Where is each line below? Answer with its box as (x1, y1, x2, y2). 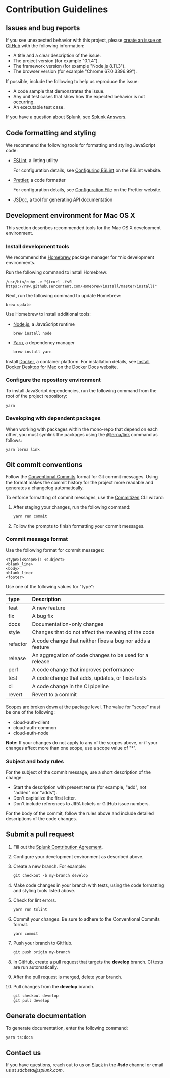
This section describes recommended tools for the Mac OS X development (6, 224, 161, 231)
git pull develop (13, 997, 50, 1003)
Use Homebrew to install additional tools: (6, 311, 91, 317)
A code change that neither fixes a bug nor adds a (32, 637, 151, 644)
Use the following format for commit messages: (6, 547, 105, 553)
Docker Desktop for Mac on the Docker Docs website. (6, 364, 118, 370)
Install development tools (6, 243, 70, 250)
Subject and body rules (6, 757, 64, 765)
